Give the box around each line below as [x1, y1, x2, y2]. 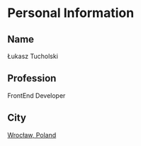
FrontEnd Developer [7, 91, 66, 100]
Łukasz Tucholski [7, 52, 59, 60]
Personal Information [7, 5, 135, 21]
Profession [7, 72, 57, 84]
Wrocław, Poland [7, 130, 57, 139]
